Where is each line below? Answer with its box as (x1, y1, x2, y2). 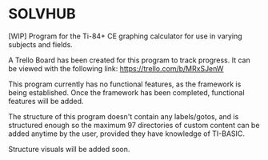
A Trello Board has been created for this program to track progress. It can (8, 55, 250, 65)
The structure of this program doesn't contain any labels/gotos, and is (8, 111, 239, 121)
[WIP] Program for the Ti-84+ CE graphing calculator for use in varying (8, 31, 242, 41)
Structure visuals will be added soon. (8, 144, 130, 154)
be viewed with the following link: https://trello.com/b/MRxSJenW (8, 63, 224, 73)
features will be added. (8, 96, 84, 106)
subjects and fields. (8, 39, 74, 49)
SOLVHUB (8, 5, 76, 23)
